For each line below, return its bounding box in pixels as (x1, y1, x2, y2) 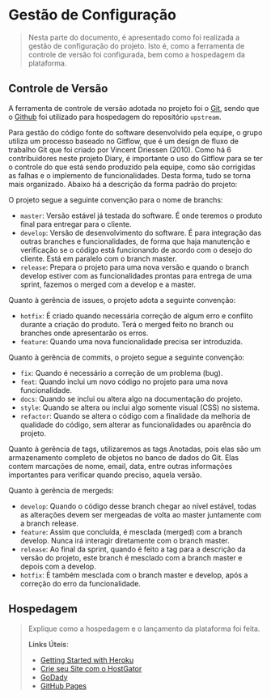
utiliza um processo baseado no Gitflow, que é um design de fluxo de (8, 136, 239, 146)
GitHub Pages (40, 680, 87, 690)
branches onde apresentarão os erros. (19, 328, 149, 338)
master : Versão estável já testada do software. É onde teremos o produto (19, 211, 263, 220)
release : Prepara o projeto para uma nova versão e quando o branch (19, 262, 249, 272)
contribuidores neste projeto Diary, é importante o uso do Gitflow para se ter (8, 153, 263, 163)
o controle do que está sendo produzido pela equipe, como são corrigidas (8, 162, 256, 172)
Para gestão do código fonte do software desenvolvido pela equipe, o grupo (8, 127, 263, 137)
